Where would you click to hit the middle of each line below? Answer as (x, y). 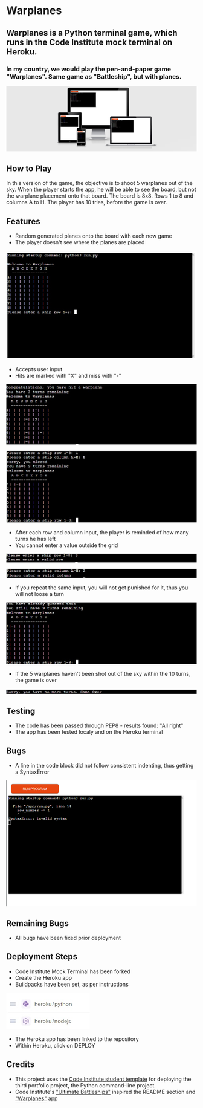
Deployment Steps (42, 957)
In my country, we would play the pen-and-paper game (89, 69)
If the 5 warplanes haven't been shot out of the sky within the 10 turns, (103, 674)
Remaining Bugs (38, 923)
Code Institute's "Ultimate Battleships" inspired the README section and (105, 1092)
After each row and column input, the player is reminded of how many (102, 532)
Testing (21, 711)
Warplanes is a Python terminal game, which (92, 33)
